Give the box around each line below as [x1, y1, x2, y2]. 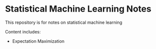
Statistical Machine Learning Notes [5, 3, 152, 15]
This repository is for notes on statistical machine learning [5, 19, 123, 25]
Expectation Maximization [12, 38, 65, 44]
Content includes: [5, 29, 41, 34]
